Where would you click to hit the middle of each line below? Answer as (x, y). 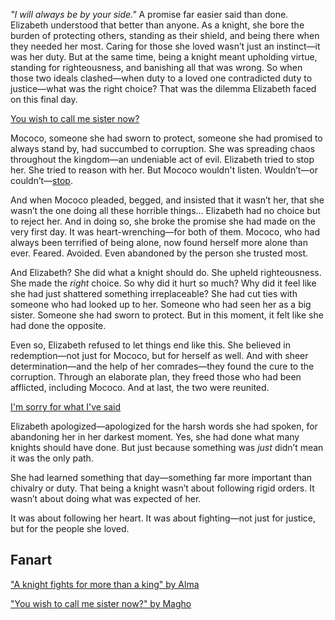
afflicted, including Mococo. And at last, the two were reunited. (140, 387)
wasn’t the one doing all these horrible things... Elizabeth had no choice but (165, 210)
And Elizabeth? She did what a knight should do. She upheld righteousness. (166, 272)
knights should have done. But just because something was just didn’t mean (167, 447)
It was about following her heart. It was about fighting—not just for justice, (163, 518)
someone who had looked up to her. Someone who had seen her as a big (161, 304)
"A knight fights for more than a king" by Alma (105, 584)
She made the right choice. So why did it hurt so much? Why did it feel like (163, 283)
